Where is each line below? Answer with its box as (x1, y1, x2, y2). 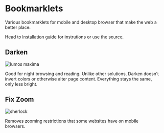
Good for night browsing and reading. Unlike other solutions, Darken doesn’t (5, 71, 159, 77)
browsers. (5, 123, 25, 129)
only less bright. (5, 81, 38, 87)
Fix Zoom (5, 95, 34, 104)
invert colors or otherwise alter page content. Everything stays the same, (5, 76, 152, 81)
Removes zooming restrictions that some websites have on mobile (5, 118, 139, 124)
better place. (5, 24, 31, 30)
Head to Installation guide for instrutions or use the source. (5, 34, 124, 40)
